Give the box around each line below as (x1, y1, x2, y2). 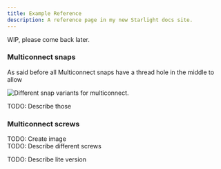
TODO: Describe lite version (7, 155, 87, 164)
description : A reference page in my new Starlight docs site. (7, 16, 193, 23)
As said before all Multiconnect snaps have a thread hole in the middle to (7, 68, 215, 76)
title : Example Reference (7, 10, 81, 17)
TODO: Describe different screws (7, 142, 102, 150)
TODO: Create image (7, 135, 67, 143)
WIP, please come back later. (7, 35, 90, 43)
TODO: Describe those (7, 102, 72, 110)
